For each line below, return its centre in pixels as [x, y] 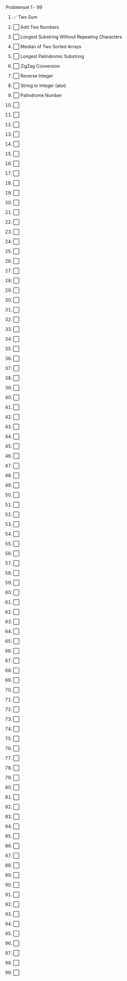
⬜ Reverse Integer [33, 76]
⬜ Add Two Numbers [36, 27]
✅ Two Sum [25, 17]
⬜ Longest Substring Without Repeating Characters [68, 37]
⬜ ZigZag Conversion [36, 66]
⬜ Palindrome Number [37, 95]
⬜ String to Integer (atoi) [39, 86]
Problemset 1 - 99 [24, 7]
